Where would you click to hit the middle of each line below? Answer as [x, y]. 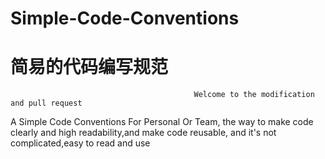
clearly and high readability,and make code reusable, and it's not [143, 133]
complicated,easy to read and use [80, 143]
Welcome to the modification [254, 95]
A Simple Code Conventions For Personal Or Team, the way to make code [162, 122]
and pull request [46, 103]
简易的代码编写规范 [89, 67]
